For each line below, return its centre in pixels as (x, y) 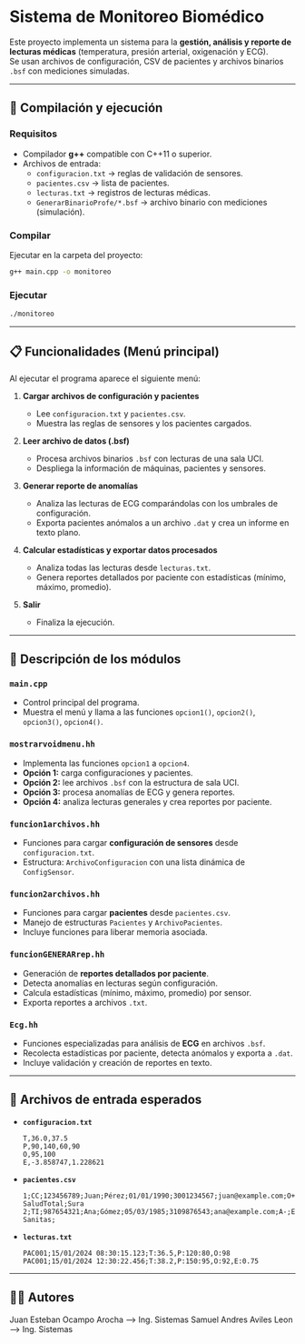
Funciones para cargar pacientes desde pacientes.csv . (127, 913)
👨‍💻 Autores (42, 1298)
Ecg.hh (24, 1024)
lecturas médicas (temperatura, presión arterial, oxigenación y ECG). (139, 51)
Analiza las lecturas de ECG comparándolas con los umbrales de (157, 503)
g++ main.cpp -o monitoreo (60, 271)
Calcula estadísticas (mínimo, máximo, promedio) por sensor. (137, 992)
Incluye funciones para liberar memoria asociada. (115, 932)
